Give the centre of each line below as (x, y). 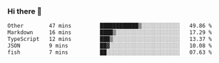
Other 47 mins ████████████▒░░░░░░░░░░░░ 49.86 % (110, 26)
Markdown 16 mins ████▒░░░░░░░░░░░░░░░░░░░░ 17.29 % (110, 33)
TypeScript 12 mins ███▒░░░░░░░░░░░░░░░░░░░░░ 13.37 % (110, 39)
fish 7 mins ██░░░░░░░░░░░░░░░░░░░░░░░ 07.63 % (110, 52)
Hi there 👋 (25, 11)
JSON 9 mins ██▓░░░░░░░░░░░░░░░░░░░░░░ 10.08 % (110, 45)
